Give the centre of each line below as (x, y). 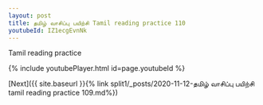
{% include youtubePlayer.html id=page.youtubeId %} (97, 68)
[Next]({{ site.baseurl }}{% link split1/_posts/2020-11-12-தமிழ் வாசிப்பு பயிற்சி (131, 84)
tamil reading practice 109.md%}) (63, 93)
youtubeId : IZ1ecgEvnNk (48, 30)
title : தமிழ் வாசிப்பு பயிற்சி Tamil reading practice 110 (97, 23)
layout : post (30, 16)
